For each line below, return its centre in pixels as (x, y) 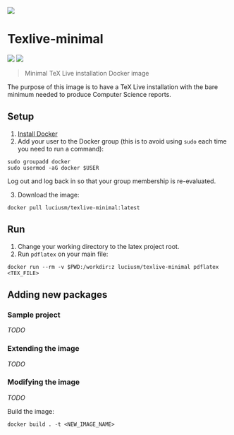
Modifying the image (43, 382)
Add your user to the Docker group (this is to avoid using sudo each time (122, 141)
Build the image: (31, 411)
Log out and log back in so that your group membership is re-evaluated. (112, 181)
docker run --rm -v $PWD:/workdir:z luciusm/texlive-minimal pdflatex (113, 267)
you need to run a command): (61, 149)
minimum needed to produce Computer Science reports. (89, 94)
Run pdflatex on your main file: (63, 254)
